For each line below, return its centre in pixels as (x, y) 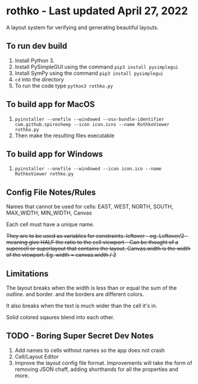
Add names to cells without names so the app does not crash (90, 350)
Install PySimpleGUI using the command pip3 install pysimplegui (96, 67)
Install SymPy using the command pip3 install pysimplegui (89, 73)
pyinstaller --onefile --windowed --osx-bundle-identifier (89, 119)
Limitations (27, 274)
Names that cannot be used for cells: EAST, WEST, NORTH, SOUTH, (90, 207)
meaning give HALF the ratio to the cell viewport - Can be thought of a (92, 243)
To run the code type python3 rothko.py (64, 86)
